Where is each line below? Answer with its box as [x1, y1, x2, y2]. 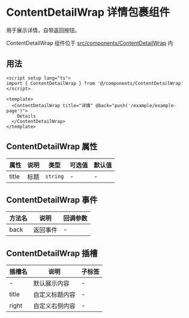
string [45, 173, 64, 179]
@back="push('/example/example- [95, 102, 177, 108]
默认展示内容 [33, 279, 70, 288]
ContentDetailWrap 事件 [6, 195, 98, 205]
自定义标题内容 [33, 290, 76, 299]
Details [17, 113, 36, 119]
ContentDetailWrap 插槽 [6, 248, 98, 258]
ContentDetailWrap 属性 [6, 142, 98, 152]
